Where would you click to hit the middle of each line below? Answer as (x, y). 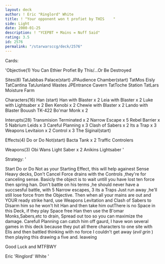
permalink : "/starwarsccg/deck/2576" (44, 46)
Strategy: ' (16, 159)
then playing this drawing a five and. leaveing (51, 237)
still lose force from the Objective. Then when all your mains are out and (78, 195)
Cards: (12, 60)
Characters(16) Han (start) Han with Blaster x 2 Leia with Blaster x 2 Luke (79, 100)
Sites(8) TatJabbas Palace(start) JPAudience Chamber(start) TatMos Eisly (80, 80)
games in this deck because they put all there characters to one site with (79, 226)
